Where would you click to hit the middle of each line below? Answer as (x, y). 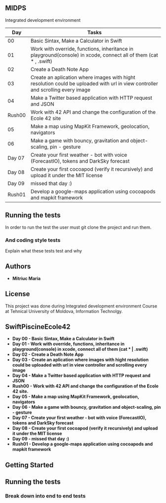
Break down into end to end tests (45, 496)
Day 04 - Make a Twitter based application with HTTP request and (81, 376)
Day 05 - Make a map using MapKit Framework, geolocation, (76, 397)
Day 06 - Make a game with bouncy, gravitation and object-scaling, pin (86, 407)
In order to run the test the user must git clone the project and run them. (78, 227)
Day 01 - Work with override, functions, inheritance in (68, 344)
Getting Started (29, 465)
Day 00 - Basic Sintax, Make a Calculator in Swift (63, 339)
